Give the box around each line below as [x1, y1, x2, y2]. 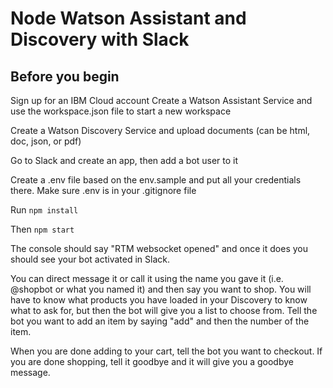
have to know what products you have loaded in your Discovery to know [10, 294, 308, 306]
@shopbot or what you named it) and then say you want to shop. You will [10, 283, 312, 295]
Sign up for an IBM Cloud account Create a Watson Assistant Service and [10, 95, 313, 106]
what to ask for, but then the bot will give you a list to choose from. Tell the [10, 305, 318, 316]
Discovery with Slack [10, 28, 190, 51]
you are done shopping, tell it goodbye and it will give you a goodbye [10, 356, 294, 367]
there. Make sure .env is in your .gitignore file [10, 185, 197, 196]
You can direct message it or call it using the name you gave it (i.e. [10, 273, 284, 284]
